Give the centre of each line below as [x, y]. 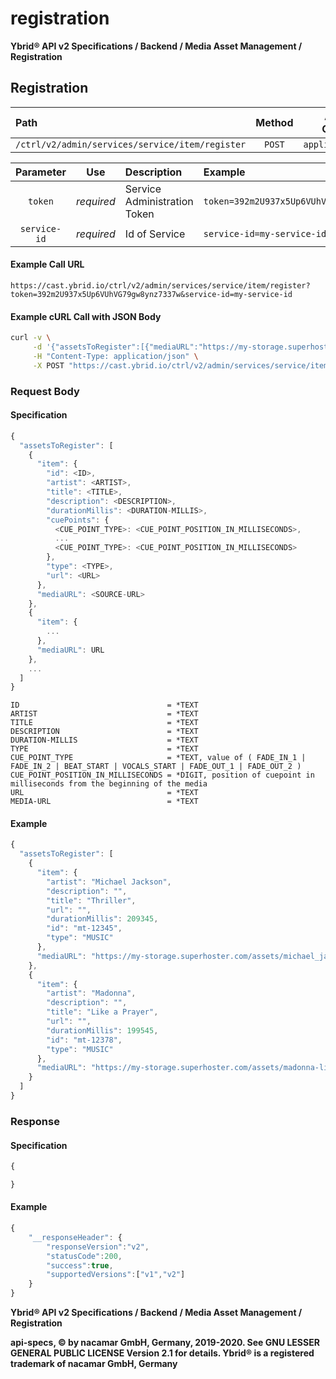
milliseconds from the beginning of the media [109, 784]
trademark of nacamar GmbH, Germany [94, 1364]
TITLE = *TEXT [104, 723]
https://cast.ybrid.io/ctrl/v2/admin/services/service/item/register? [160, 285]
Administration [159, 201]
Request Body [45, 391]
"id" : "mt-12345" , [84, 928]
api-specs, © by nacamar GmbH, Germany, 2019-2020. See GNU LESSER [165, 1343]
